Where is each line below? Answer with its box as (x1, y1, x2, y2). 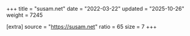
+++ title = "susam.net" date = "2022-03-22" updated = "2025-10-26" (6, 5, 185, 12)
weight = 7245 (6, 11, 43, 19)
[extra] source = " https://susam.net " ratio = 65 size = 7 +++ (6, 23, 157, 30)
